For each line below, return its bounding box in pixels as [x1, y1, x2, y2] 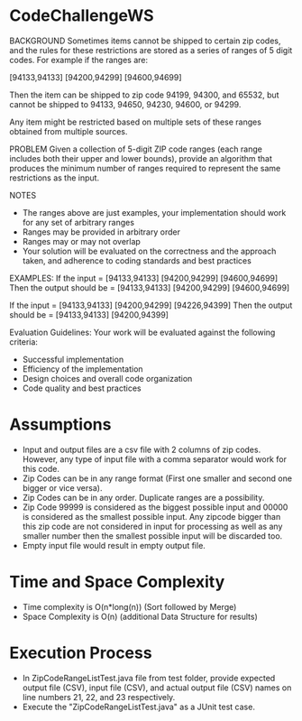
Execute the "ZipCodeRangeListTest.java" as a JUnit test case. [22, 701, 255, 712]
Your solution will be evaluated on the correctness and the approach [22, 245, 277, 256]
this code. [22, 463, 60, 474]
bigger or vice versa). [22, 482, 103, 493]
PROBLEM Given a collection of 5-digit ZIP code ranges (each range [9, 143, 263, 154]
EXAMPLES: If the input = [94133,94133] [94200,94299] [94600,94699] [9, 273, 279, 283]
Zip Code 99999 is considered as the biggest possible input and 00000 [22, 502, 288, 513]
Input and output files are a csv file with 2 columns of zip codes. [22, 444, 261, 455]
